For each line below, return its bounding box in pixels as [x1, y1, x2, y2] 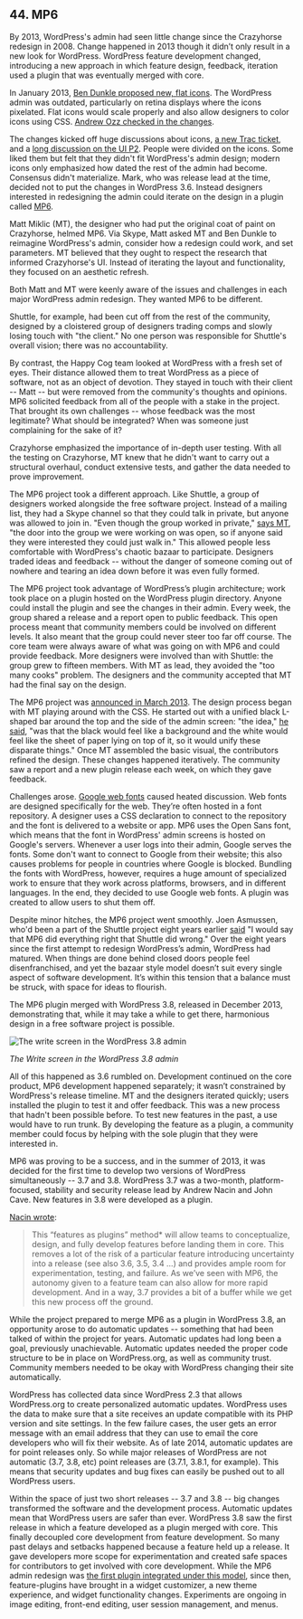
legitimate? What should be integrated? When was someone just [9, 415, 249, 426]
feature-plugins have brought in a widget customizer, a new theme [9, 1579, 258, 1590]
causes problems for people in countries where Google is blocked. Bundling [9, 858, 292, 869]
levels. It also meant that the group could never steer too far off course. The [9, 630, 292, 641]
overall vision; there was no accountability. [9, 339, 169, 351]
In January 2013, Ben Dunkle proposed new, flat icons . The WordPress [9, 87, 272, 98]
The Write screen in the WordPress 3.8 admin [9, 1053, 179, 1064]
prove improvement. [9, 470, 84, 482]
